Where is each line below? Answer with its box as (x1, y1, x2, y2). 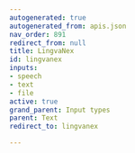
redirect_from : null (9, 38, 87, 48)
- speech (9, 72, 42, 81)
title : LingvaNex (9, 47, 75, 56)
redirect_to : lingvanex (9, 122, 99, 131)
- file (9, 88, 34, 97)
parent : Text (9, 113, 58, 122)
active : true (9, 96, 58, 106)
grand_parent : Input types (9, 105, 111, 114)
